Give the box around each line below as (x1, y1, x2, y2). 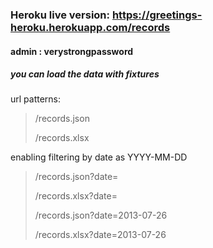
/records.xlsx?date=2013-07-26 (34, 229, 167, 241)
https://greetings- (111, 8, 203, 22)
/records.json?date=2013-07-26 (34, 209, 168, 222)
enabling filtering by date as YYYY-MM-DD (10, 151, 188, 163)
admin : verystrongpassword (10, 45, 134, 57)
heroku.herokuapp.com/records (10, 20, 171, 34)
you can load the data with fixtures (10, 68, 160, 80)
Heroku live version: (10, 8, 111, 22)
